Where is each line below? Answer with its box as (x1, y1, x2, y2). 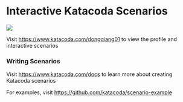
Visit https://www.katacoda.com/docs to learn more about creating (6, 71, 173, 78)
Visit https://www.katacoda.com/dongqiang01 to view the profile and (6, 35, 177, 43)
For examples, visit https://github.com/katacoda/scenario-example (6, 89, 172, 96)
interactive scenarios (6, 42, 59, 49)
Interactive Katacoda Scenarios (6, 4, 168, 18)
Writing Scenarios (6, 57, 60, 65)
